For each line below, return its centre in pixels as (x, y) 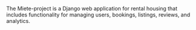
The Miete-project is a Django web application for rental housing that (92, 9)
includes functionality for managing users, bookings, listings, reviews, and (98, 15)
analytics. (18, 21)
